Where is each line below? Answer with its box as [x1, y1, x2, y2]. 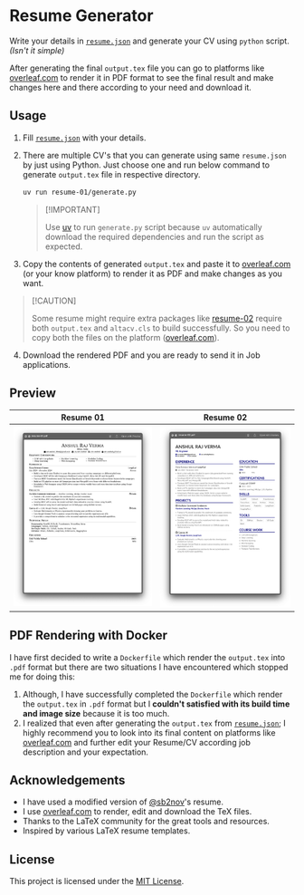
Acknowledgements [9, 772, 126, 788]
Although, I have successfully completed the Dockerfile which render [22, 688, 283, 699]
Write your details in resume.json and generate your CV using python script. [9, 35, 290, 46]
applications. [22, 359, 71, 370]
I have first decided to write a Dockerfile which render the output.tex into [9, 651, 286, 662]
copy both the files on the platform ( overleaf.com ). [31, 332, 220, 342]
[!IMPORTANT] [44, 204, 100, 215]
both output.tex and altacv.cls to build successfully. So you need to [31, 322, 290, 333]
